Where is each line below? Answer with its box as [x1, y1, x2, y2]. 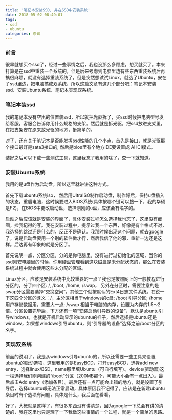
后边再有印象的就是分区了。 [14, 241, 73, 247]
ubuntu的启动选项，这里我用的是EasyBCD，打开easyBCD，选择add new [5, 360, 158, 366]
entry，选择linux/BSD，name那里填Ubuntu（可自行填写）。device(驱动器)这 [5, 366, 165, 372]
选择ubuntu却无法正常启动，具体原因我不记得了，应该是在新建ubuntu [18, 385, 165, 391]
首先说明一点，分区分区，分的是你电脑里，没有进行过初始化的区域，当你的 [5, 252, 162, 258]
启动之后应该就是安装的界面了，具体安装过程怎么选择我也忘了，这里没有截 [5, 216, 162, 222]
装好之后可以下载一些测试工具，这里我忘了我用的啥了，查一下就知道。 [5, 154, 154, 161]
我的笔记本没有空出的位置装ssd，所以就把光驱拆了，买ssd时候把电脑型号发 [5, 113, 164, 120]
